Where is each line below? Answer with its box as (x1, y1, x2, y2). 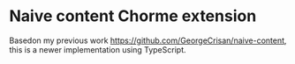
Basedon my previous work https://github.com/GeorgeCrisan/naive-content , (9, 35, 287, 46)
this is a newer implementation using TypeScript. (9, 44, 186, 54)
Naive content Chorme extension (9, 6, 257, 26)
